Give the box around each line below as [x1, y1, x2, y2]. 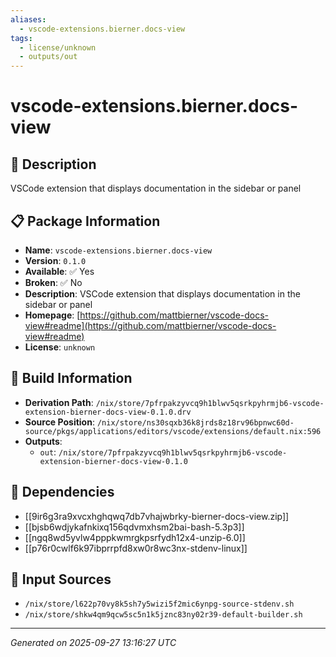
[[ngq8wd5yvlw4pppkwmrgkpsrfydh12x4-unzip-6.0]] [24, 531, 246, 543]
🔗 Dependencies [10, 484, 115, 501]
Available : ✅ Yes [24, 265, 95, 277]
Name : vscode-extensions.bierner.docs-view [24, 244, 213, 256]
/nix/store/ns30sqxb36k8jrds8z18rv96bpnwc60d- [96, 417, 295, 428]
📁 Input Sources [10, 571, 112, 588]
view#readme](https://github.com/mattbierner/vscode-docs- [24, 319, 277, 331]
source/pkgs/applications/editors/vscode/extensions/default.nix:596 [24, 426, 322, 436]
